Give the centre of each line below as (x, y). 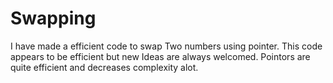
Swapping (53, 18)
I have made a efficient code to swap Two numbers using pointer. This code (166, 46)
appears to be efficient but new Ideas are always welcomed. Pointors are (160, 56)
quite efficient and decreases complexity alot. (104, 67)
